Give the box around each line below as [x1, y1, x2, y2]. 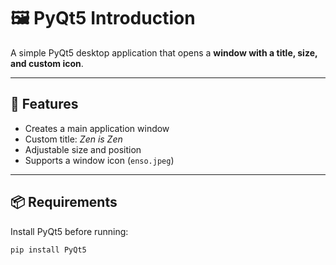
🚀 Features [10, 96, 79, 113]
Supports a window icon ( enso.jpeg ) [24, 154, 175, 166]
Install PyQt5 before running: [10, 225, 129, 237]
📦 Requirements [10, 194, 118, 211]
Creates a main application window [24, 122, 170, 134]
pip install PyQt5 [10, 245, 87, 255]
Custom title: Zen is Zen [24, 133, 123, 145]
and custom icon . [10, 57, 84, 69]
